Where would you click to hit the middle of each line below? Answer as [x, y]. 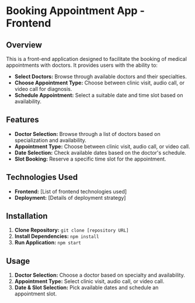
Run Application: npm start [48, 243]
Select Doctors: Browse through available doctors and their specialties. [100, 76]
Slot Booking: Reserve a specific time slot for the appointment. [90, 159]
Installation [27, 216]
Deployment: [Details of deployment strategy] [70, 198]
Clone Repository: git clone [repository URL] [72, 230]
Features [22, 120]
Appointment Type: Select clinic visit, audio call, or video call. [89, 281]
